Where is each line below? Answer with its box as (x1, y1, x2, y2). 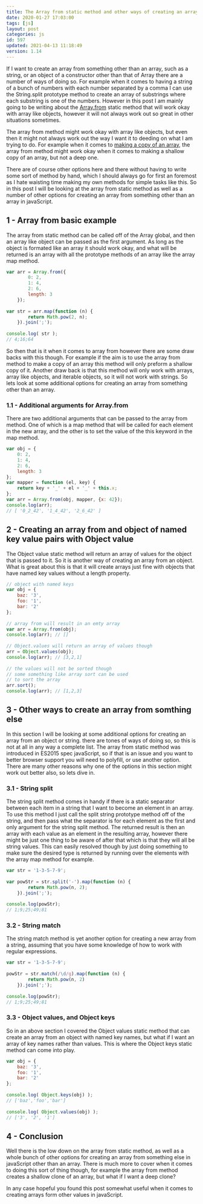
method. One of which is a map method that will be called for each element (6, 422, 193, 429)
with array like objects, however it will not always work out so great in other (6, 110, 194, 117)
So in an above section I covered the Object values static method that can (6, 1027, 190, 1034)
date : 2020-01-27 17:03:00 (6, 15, 74, 21)
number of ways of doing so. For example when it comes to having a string (6, 78, 193, 85)
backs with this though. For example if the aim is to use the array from (6, 354, 181, 361)
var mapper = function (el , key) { (6, 480, 96, 486)
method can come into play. (6, 1046, 76, 1054)
